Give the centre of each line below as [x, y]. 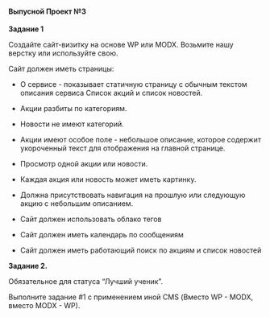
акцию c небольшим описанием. [77, 204]
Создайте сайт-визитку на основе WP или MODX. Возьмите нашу [121, 45]
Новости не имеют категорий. [72, 124]
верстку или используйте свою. [63, 53]
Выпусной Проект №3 [47, 11]
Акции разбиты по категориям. [73, 109]
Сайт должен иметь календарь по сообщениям [102, 235]
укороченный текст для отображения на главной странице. [123, 148]
